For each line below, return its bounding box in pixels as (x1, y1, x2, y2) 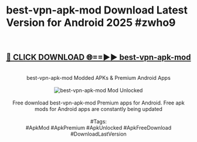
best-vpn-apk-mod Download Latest (6, 4, 188, 17)
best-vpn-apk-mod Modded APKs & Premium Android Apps (26, 74, 171, 81)
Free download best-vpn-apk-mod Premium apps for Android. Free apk (12, 99, 185, 106)
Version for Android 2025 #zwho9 (6, 16, 176, 29)
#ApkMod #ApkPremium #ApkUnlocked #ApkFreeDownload (25, 124, 172, 131)
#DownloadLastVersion (70, 130, 127, 137)
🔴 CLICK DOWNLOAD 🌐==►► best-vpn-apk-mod (6, 52, 191, 62)
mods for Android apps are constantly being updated (34, 105, 163, 112)
